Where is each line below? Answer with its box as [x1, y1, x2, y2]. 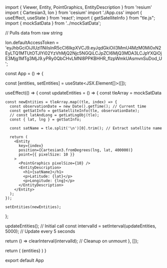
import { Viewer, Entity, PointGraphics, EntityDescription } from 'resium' [5, 4, 152, 10]
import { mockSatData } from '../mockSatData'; [5, 20, 101, 26]
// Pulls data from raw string [5, 30, 63, 35]
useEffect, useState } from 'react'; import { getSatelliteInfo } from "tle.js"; [5, 15, 155, 20]
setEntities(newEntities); [5, 204, 61, 209]
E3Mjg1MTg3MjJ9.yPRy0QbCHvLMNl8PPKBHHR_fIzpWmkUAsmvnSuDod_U [5, 55, 162, 61]
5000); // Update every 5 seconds [5, 228, 75, 234]
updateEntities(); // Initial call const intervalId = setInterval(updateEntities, [5, 223, 156, 229]
